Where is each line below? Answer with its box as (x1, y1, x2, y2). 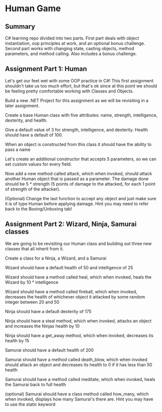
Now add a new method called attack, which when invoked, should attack (5, 170, 152, 176)
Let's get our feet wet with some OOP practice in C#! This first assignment (5, 77, 154, 83)
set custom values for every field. (5, 161, 72, 167)
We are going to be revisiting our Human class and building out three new (5, 241, 152, 246)
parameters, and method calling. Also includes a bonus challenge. (5, 51, 137, 56)
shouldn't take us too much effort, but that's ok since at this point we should (5, 83, 157, 89)
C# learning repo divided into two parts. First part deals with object (5, 35, 139, 41)
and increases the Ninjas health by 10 (5, 323, 80, 329)
